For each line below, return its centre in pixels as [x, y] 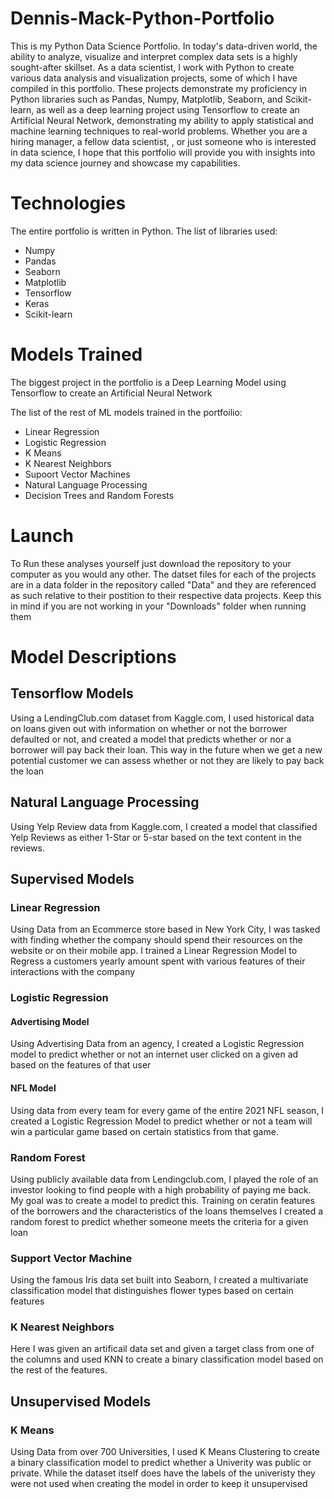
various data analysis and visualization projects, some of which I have [154, 78]
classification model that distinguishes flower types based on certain [152, 1291]
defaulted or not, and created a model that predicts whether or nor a [151, 739]
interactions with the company [73, 972]
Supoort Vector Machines [77, 474]
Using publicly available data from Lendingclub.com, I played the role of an [164, 1179]
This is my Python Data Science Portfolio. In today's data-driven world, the [164, 46]
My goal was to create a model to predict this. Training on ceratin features [162, 1200]
